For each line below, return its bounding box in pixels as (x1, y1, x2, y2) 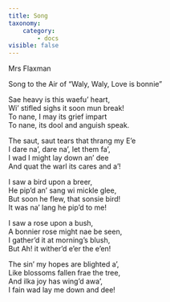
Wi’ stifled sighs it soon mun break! (8, 104, 124, 113)
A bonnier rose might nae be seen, (8, 226, 123, 237)
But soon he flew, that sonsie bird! (8, 194, 121, 204)
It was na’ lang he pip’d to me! (8, 202, 107, 213)
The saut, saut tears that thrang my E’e (8, 136, 136, 145)
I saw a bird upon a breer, (8, 178, 93, 187)
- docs (37, 34, 59, 43)
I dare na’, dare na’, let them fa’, (8, 145, 111, 154)
